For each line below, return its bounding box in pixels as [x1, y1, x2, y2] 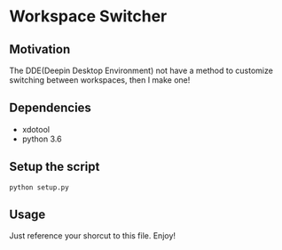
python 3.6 [21, 133, 62, 144]
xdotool [21, 124, 51, 134]
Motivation [9, 42, 71, 57]
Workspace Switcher [9, 6, 168, 27]
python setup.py [9, 182, 69, 192]
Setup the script [9, 159, 100, 174]
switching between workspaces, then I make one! [9, 75, 191, 85]
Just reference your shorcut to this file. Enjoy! [9, 230, 176, 241]
